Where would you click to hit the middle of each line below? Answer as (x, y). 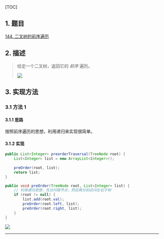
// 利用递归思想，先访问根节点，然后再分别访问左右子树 (62, 190)
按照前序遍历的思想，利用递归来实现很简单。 (50, 131)
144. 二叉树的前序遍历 (27, 36)
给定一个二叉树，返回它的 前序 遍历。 (55, 66)
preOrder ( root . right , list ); (52, 208)
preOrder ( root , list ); (37, 168)
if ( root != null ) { (35, 195)
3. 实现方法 (22, 92)
